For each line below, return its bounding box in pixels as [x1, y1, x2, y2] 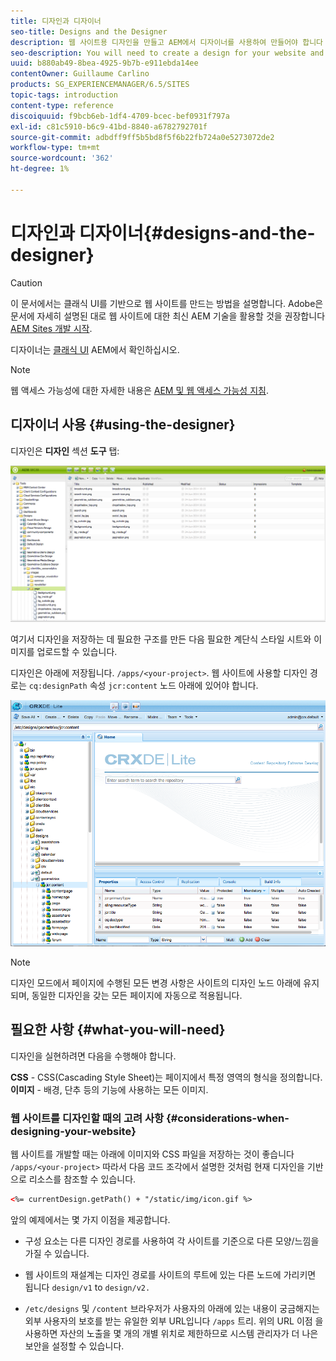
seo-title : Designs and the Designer [10, 26, 168, 37]
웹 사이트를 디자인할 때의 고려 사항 [10, 1111, 165, 1125]
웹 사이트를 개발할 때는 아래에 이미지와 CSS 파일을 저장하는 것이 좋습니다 [10, 1148, 295, 1160]
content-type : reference [10, 100, 114, 110]
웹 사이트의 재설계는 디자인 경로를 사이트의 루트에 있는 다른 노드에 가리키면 [24, 1268, 317, 1280]
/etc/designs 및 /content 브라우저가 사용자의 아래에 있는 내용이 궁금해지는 [24, 1302, 320, 1314]
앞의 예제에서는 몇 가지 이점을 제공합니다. [10, 1213, 171, 1225]
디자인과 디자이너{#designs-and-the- [10, 221, 316, 244]
